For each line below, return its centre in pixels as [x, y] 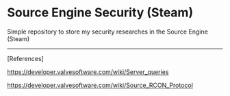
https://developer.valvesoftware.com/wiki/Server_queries [88, 72]
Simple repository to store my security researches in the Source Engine [108, 32]
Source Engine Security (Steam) [100, 13]
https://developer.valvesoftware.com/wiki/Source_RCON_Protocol [100, 85]
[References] [26, 58]
